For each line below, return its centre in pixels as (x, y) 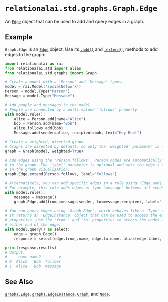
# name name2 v (33, 257)
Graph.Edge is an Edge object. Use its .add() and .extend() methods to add (82, 49)
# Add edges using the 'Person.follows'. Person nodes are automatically (84, 160)
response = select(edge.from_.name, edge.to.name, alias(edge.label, (88, 239)
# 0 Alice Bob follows (33, 262)
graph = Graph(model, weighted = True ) (44, 151)
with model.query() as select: (38, 229)
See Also (19, 282)
